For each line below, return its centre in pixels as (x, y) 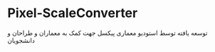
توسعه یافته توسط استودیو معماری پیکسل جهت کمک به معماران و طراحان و (107, 33)
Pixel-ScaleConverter (73, 13)
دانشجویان (21, 40)
